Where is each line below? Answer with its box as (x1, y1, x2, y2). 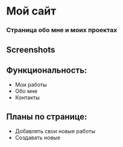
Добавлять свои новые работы (14, 128, 95, 135)
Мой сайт (6, 4, 57, 18)
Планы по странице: (6, 111, 87, 122)
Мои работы (14, 81, 47, 88)
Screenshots (6, 44, 55, 55)
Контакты (14, 94, 40, 101)
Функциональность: (6, 65, 87, 75)
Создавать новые (14, 134, 61, 142)
